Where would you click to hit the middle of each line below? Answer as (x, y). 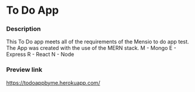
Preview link (24, 70)
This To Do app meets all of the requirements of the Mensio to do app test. (98, 42)
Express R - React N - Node (40, 55)
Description (24, 29)
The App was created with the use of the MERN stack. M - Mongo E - (92, 48)
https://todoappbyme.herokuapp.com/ (53, 83)
